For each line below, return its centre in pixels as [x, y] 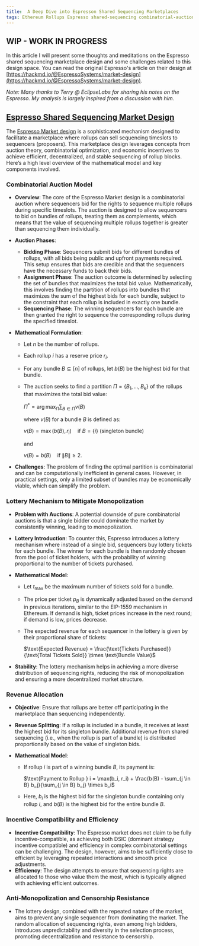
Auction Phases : [35, 240]
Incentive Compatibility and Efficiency [62, 820]
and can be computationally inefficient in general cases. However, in [98, 473]
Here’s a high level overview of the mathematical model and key [84, 163]
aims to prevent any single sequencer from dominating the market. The [101, 918]
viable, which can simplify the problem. [62, 486]
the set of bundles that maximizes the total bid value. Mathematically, [108, 284]
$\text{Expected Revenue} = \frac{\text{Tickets [81, 649]
